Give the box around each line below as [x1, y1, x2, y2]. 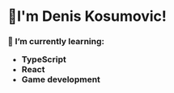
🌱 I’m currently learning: [7, 36, 104, 47]
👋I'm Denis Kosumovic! [7, 7, 167, 26]
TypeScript [21, 54, 66, 65]
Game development [21, 74, 100, 85]
